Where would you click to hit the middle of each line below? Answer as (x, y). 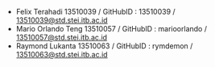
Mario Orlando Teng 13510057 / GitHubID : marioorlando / (112, 29)
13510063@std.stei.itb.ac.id (62, 54)
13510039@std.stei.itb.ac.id (62, 20)
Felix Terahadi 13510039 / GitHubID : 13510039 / (95, 12)
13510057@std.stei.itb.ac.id (61, 37)
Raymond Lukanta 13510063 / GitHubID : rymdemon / (104, 46)
